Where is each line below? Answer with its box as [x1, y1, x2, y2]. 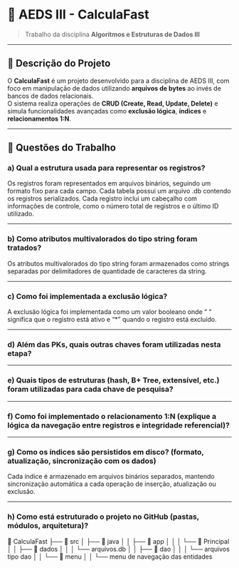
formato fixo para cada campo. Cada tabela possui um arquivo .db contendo [7, 187, 231, 196]
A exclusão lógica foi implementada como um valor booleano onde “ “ [7, 308, 212, 316]
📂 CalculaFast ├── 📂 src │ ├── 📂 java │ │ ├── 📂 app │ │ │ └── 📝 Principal [7, 537, 230, 545]
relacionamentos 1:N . [7, 114, 72, 123]
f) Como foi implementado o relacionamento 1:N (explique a [7, 411, 217, 421]
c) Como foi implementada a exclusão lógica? [7, 291, 168, 301]
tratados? [7, 243, 42, 253]
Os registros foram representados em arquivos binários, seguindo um [7, 179, 211, 188]
